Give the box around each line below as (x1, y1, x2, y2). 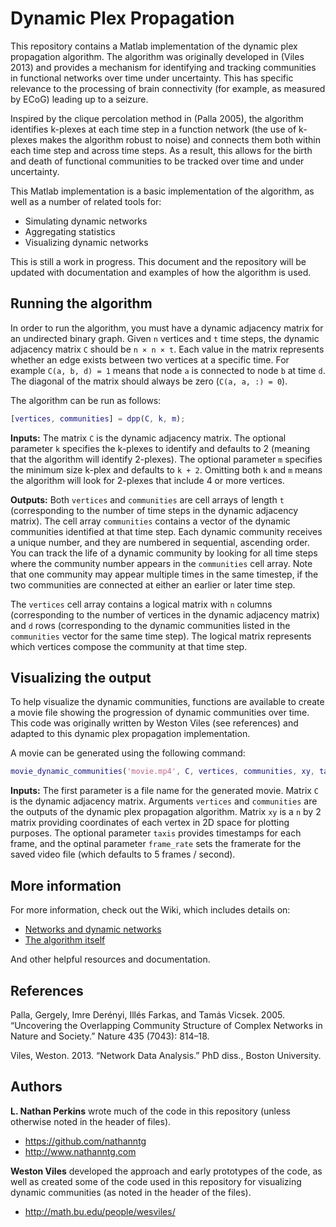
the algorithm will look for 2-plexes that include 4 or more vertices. (10, 474, 285, 486)
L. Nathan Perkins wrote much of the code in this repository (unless (10, 1105, 291, 1117)
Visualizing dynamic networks (24, 236, 149, 248)
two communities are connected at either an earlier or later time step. (10, 578, 296, 591)
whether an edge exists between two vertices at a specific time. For (10, 353, 290, 366)
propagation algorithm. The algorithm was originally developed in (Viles (10, 50, 305, 62)
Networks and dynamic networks (24, 923, 162, 936)
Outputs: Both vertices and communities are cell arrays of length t (10, 493, 285, 506)
